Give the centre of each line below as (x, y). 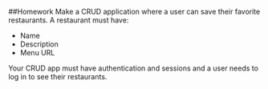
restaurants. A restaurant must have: (69, 20)
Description (39, 44)
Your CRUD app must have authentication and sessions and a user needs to (134, 68)
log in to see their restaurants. (58, 77)
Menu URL (37, 53)
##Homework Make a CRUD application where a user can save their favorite (134, 12)
